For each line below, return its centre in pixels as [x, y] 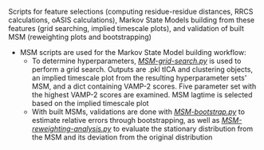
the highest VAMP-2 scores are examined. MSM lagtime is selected [142, 95]
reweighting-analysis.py [71, 128]
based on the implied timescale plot [90, 103]
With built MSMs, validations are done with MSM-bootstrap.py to [138, 112]
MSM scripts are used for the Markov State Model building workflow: [133, 52]
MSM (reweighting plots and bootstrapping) [80, 37]
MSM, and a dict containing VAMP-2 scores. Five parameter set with [144, 86]
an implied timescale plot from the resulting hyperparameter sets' [139, 78]
